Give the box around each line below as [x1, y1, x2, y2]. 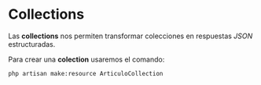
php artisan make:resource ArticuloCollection [8, 69, 164, 77]
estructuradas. [8, 39, 56, 48]
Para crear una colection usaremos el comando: [8, 55, 165, 64]
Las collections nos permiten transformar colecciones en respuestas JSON [8, 31, 253, 41]
